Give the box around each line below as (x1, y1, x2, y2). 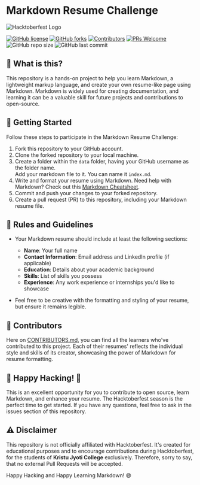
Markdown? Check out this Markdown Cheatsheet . (14, 183, 140, 190)
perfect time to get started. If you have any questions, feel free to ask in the (6, 402, 192, 408)
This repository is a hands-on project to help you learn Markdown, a (6, 74, 174, 81)
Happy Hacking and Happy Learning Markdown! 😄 (6, 471, 132, 479)
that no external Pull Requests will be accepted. (6, 460, 124, 467)
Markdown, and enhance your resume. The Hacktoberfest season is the (6, 395, 183, 402)
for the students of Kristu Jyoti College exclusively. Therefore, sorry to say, (6, 453, 193, 461)
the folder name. (14, 164, 56, 171)
